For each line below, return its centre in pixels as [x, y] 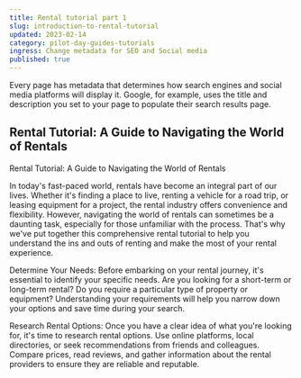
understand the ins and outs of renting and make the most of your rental [143, 243]
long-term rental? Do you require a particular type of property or [129, 289]
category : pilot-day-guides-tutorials [82, 43]
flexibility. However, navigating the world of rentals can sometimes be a [142, 214]
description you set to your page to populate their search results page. [141, 104]
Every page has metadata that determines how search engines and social [146, 85]
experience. [32, 252]
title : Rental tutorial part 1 [68, 18]
